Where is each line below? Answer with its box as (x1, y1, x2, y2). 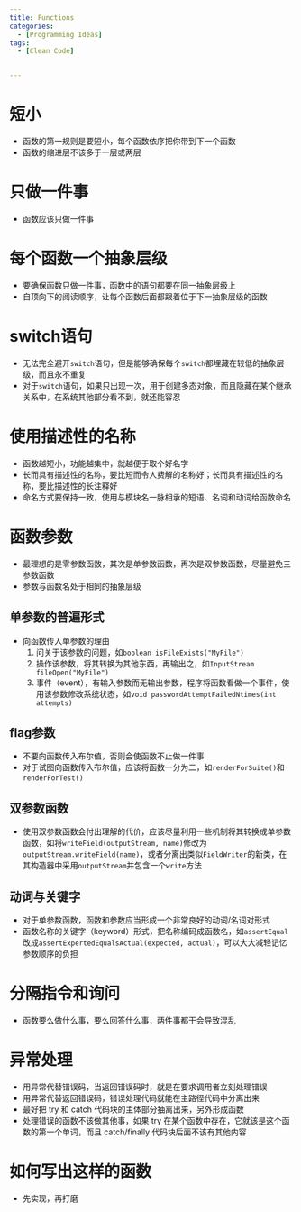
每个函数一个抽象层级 (9, 249, 169, 269)
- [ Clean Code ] (17, 47, 75, 56)
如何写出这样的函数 (9, 1161, 152, 1182)
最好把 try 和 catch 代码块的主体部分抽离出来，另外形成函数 (22, 1104, 245, 1115)
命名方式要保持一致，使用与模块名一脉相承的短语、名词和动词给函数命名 (22, 491, 291, 502)
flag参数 (9, 725, 56, 740)
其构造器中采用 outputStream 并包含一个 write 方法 (22, 860, 203, 871)
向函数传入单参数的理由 (22, 635, 110, 646)
